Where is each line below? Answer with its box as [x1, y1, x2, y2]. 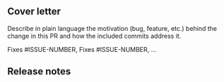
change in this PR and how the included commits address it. [7, 32, 182, 40]
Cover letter [7, 6, 61, 18]
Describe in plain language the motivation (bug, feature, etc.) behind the [7, 24, 218, 32]
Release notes [7, 66, 71, 78]
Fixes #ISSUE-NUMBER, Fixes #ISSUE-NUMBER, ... [7, 45, 157, 53]
